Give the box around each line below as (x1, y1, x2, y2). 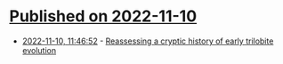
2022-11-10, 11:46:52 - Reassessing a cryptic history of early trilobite (21, 36, 274, 46)
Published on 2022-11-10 (9, 6, 198, 27)
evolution (21, 44, 56, 55)
